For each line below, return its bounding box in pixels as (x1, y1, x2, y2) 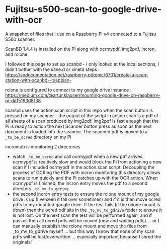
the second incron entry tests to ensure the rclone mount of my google (12, 191, 159, 197)
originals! (12, 239, 32, 245)
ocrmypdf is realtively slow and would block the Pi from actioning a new (12, 158, 162, 164)
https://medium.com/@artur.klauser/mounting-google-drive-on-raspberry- (5, 92, 160, 98)
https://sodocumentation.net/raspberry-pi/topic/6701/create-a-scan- (5, 71, 148, 77)
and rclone (5, 51, 28, 57)
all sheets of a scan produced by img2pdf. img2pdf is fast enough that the (5, 118, 159, 124)
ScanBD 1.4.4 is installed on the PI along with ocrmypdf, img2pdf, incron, (5, 46, 156, 52)
